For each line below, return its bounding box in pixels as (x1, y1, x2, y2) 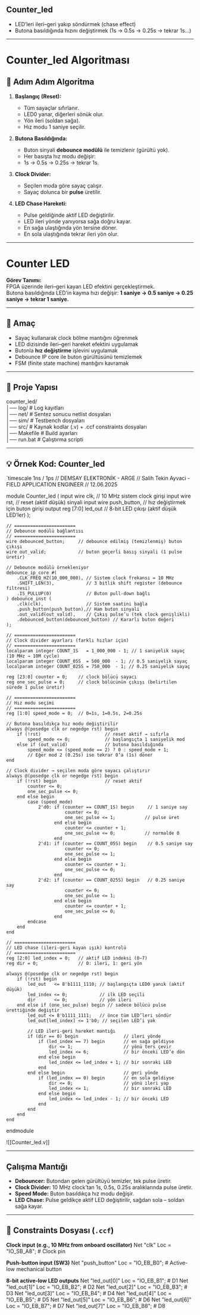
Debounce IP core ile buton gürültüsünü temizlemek (14, 353, 143, 360)
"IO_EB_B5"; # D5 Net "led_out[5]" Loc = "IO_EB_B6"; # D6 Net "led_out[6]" (6, 1296, 192, 1303)
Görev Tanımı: (6, 276, 42, 283)
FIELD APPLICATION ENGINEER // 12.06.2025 (6, 481, 118, 488)
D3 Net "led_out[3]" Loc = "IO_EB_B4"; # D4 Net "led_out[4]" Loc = (6, 1289, 172, 1297)
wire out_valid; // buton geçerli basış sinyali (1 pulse (6, 549, 183, 555)
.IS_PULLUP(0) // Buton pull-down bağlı (17, 591, 151, 597)
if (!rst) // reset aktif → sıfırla (17, 732, 169, 738)
